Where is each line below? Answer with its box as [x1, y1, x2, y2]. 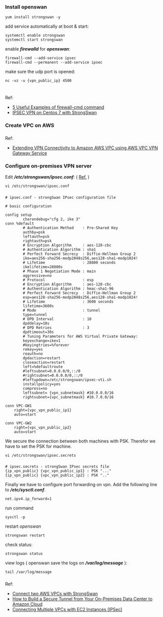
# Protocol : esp [23, 277, 94, 282]
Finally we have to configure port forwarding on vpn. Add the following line [5, 482, 157, 488]
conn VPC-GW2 [5, 421, 32, 426]
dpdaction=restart [23, 356, 61, 361]
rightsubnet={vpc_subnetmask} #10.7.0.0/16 [23, 394, 114, 400]
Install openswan [5, 3, 47, 10]
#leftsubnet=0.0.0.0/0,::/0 [23, 369, 81, 373]
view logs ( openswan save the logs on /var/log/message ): [5, 560, 127, 566]
